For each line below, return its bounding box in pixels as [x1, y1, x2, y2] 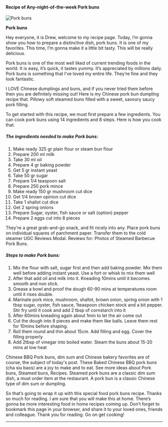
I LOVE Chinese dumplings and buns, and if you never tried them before [5, 85, 153, 92]
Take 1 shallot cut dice [12, 199, 59, 205]
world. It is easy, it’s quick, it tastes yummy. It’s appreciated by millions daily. [5, 65, 163, 71]
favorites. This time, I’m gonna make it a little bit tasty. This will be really [5, 45, 153, 51]
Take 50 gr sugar [12, 172, 48, 178]
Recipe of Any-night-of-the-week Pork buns [5, 4, 100, 10]
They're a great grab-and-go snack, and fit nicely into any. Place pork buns [5, 225, 161, 231]
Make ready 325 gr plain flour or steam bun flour [12, 146, 113, 152]
